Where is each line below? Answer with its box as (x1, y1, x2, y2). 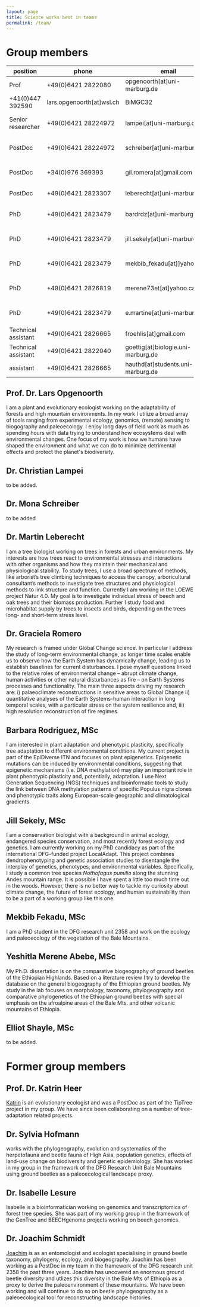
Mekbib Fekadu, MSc (6, 912, 86, 922)
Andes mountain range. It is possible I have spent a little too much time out (6, 876, 189, 883)
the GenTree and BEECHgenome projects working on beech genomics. (6, 1216, 180, 1223)
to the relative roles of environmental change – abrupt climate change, (6, 670, 179, 677)
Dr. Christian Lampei (6, 465, 83, 475)
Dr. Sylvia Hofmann (6, 1129, 79, 1139)
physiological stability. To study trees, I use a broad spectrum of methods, (6, 567, 188, 574)
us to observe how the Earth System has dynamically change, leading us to (6, 657, 190, 664)
